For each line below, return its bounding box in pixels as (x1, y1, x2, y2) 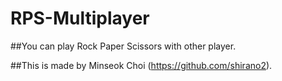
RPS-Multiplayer (10, 7, 150, 30)
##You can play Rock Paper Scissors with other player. (10, 40, 237, 52)
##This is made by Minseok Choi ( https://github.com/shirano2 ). (10, 59, 273, 71)
